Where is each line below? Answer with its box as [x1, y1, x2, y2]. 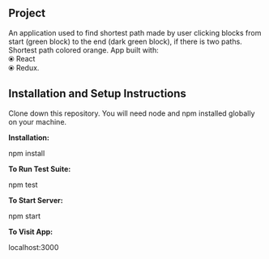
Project [8, 6, 46, 20]
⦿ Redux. [8, 62, 40, 72]
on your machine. [8, 117, 67, 126]
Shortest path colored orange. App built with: [8, 45, 160, 55]
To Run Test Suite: [8, 163, 71, 173]
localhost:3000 [8, 242, 59, 252]
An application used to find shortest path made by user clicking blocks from [8, 28, 262, 37]
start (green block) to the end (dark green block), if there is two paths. [8, 36, 243, 46]
